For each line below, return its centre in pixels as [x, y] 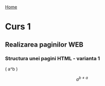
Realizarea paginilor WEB [44, 44]
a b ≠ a [82, 79]
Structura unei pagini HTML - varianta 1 [52, 58]
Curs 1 [18, 27]
